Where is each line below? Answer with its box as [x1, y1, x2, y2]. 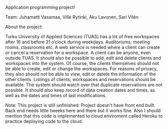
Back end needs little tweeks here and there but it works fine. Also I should [5, 108, 161, 113]
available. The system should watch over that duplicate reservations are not [5, 82, 163, 88]
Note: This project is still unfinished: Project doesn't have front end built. [5, 102, 155, 108]
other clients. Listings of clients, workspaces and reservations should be [5, 77, 156, 82]
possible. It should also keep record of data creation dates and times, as [5, 87, 155, 93]
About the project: [5, 24, 43, 30]
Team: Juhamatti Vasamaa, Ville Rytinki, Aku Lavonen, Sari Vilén [5, 14, 139, 20]
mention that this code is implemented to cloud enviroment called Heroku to [5, 113, 163, 119]
